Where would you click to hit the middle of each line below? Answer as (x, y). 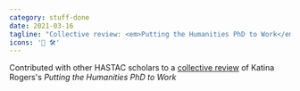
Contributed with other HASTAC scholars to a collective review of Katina (142, 68)
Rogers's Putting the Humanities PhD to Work (93, 78)
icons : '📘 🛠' (35, 42)
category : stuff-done (50, 17)
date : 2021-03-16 (42, 26)
